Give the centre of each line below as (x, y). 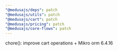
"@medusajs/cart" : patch (31, 19)
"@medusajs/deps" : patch (31, 10)
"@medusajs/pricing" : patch (35, 24)
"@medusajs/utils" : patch (32, 15)
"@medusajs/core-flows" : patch (38, 29)
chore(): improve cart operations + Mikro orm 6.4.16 (59, 43)
